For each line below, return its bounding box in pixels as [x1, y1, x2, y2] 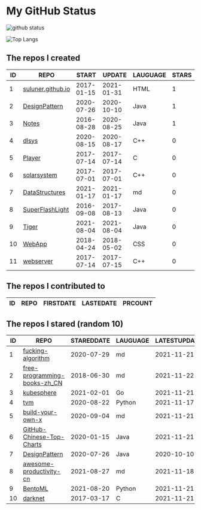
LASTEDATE [81, 298, 117, 307]
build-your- [23, 408, 58, 417]
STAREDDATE [71, 337, 111, 345]
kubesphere [23, 388, 57, 397]
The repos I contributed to [6, 281, 106, 291]
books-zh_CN [23, 379, 63, 387]
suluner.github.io [23, 85, 71, 93]
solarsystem [23, 171, 57, 179]
